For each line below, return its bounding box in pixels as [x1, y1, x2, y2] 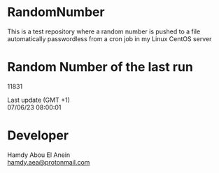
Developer [7, 128, 69, 144]
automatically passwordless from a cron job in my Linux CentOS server [7, 34, 212, 43]
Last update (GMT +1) [7, 96, 70, 104]
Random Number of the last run [7, 59, 194, 75]
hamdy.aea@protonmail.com [7, 158, 90, 166]
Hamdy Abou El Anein [7, 151, 71, 159]
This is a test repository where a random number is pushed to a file [7, 27, 201, 36]
